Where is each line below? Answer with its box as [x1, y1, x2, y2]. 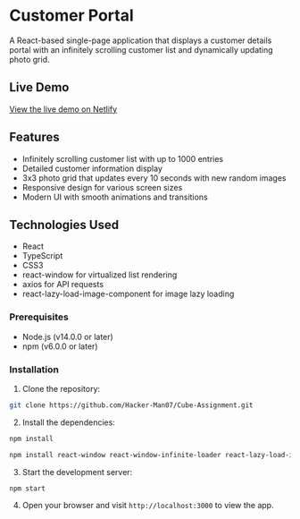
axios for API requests [21, 279, 104, 290]
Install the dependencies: [21, 417, 116, 428]
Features [9, 130, 60, 145]
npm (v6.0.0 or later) [21, 341, 98, 352]
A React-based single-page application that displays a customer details [9, 35, 272, 46]
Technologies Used [9, 217, 119, 233]
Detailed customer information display [21, 163, 163, 174]
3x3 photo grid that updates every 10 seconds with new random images [21, 172, 287, 183]
